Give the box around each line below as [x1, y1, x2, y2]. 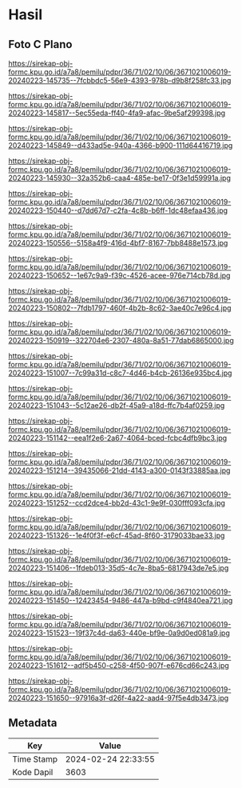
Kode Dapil [12, 766, 54, 778]
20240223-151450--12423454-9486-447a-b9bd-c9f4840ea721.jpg [8, 596, 233, 605]
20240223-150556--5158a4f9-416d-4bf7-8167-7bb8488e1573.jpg [8, 238, 228, 247]
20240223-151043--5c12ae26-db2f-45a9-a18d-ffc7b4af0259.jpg [8, 401, 225, 410]
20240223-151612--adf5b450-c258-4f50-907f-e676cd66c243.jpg [8, 661, 229, 670]
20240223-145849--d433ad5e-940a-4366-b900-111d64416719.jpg [8, 141, 233, 150]
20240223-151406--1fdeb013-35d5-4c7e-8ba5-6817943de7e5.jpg [8, 563, 229, 573]
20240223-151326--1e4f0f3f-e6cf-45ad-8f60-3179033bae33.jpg [8, 530, 225, 540]
